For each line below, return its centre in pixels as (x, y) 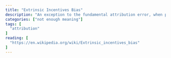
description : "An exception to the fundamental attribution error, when (84, 15)
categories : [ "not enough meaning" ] (44, 19)
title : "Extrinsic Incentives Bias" (44, 10)
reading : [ (17, 38)
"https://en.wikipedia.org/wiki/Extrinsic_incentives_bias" (75, 43)
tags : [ (13, 24)
